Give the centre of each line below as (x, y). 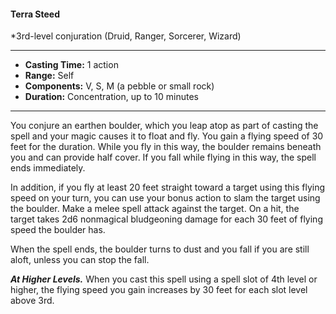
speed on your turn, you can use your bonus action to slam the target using (165, 198)
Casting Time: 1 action (71, 65)
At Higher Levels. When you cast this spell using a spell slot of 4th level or (164, 279)
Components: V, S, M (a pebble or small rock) (119, 86)
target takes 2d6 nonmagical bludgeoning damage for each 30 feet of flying (166, 219)
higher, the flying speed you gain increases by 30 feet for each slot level (159, 290)
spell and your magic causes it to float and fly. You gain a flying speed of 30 (167, 136)
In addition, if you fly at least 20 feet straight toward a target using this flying (168, 187)
